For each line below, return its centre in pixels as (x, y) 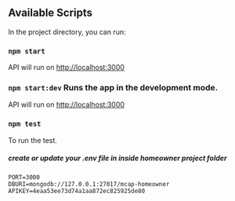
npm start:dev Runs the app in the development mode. (113, 88)
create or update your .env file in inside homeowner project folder (117, 158)
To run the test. (33, 140)
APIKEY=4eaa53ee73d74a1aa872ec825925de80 (77, 191)
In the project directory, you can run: (67, 31)
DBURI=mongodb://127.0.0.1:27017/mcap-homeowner (89, 184)
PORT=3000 (24, 177)
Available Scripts (50, 13)
